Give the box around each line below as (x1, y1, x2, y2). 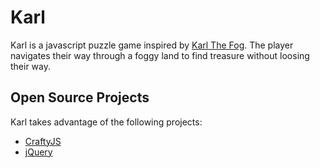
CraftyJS (24, 135, 62, 147)
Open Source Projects (10, 89, 150, 106)
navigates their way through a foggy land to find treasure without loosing (10, 49, 310, 61)
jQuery (24, 146, 53, 158)
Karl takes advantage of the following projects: (10, 116, 203, 128)
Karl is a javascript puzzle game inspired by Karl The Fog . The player (10, 39, 294, 51)
